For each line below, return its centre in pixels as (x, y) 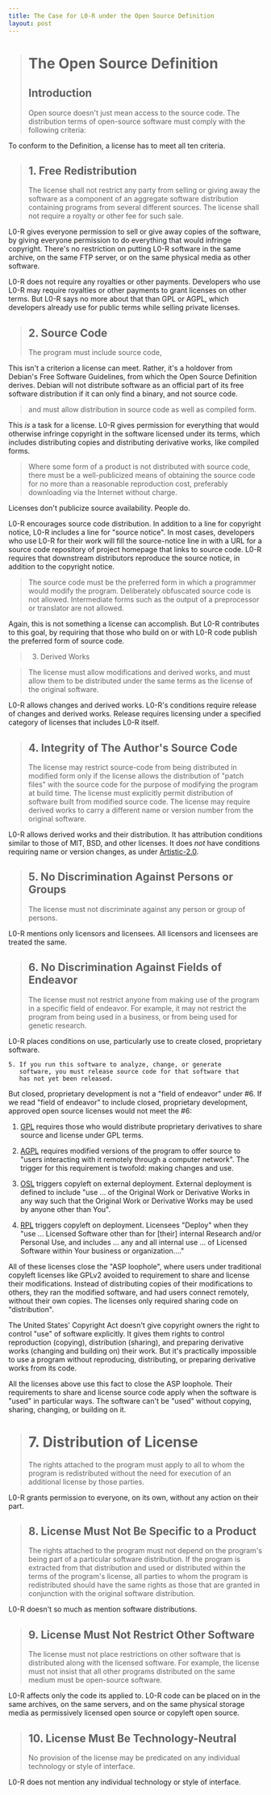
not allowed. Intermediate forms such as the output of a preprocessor (144, 600)
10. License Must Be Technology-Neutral (132, 1738)
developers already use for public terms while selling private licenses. (124, 307)
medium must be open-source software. (95, 1680)
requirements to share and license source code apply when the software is (133, 1392)
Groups (47, 890)
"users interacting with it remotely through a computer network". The (135, 1159)
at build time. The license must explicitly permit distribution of (131, 792)
